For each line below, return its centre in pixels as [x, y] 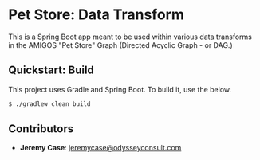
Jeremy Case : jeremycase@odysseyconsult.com [100, 148]
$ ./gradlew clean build [49, 104]
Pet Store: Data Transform [97, 15]
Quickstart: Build [51, 70]
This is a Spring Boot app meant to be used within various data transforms [130, 37]
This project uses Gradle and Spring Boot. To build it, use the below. [120, 89]
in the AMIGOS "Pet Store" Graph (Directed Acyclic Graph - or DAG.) [120, 45]
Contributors [41, 129]
